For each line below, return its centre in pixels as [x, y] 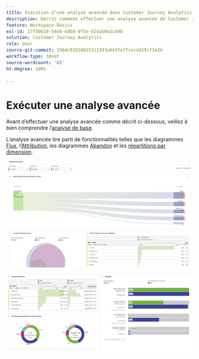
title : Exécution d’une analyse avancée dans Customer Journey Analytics [99, 12]
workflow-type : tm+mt [33, 56]
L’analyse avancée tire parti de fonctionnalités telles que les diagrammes [95, 139]
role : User [20, 44]
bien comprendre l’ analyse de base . [50, 128]
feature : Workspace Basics [39, 25]
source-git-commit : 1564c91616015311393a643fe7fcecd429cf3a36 [84, 50]
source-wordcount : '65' [36, 62]
